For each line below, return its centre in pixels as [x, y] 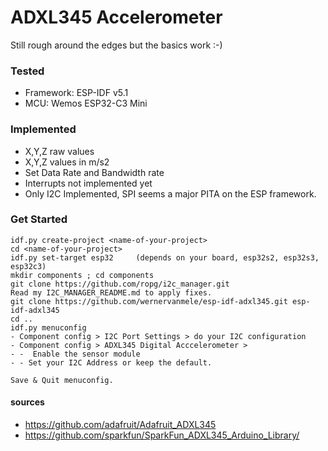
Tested [27, 71]
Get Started [39, 219]
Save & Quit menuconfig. [62, 380]
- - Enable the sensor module [75, 354]
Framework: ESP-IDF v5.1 [76, 93]
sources [27, 402]
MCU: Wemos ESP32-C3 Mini [86, 103]
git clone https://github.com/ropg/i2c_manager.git [120, 284]
